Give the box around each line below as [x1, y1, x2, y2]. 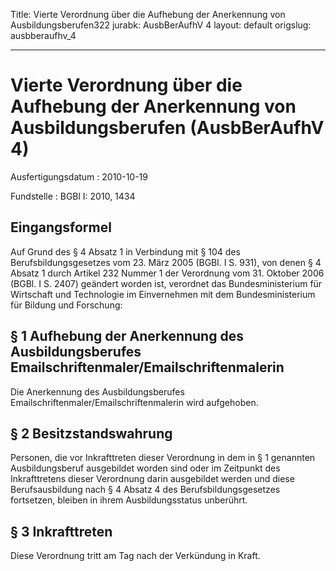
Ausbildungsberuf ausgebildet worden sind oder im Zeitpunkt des [10, 462, 281, 474]
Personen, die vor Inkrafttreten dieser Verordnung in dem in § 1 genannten [10, 452, 316, 464]
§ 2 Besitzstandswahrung [10, 425, 173, 442]
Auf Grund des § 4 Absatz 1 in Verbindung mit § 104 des [10, 245, 241, 258]
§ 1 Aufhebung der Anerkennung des [10, 328, 244, 345]
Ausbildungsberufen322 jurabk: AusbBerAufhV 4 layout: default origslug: [10, 19, 312, 31]
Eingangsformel [10, 219, 112, 236]
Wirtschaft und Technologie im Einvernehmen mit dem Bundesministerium [10, 288, 316, 300]
